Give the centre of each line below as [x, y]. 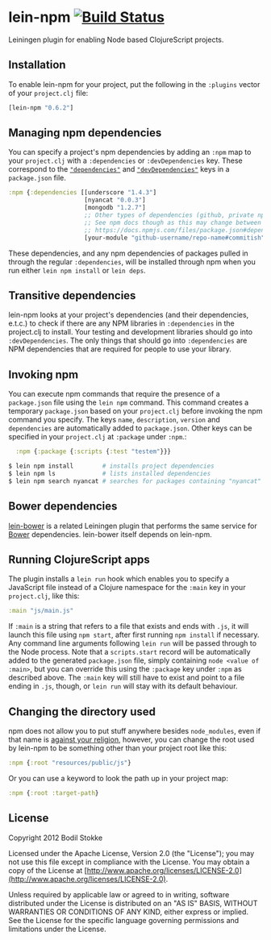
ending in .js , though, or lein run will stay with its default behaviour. [123, 686]
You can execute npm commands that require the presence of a [114, 394]
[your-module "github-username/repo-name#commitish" [175, 238]
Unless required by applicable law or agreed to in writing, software [119, 894]
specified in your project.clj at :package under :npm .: [98, 437]
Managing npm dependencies [85, 133]
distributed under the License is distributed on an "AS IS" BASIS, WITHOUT [133, 903]
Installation [37, 65]
